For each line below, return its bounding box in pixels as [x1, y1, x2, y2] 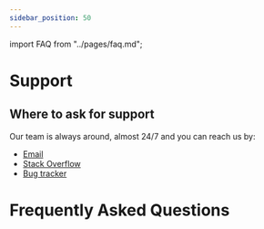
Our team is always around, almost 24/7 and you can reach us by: [9, 130, 257, 141]
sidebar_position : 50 [9, 13, 92, 23]
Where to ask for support [9, 107, 155, 122]
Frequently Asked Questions [9, 200, 230, 220]
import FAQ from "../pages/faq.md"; [9, 38, 143, 49]
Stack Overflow [22, 158, 82, 169]
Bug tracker [22, 168, 67, 179]
